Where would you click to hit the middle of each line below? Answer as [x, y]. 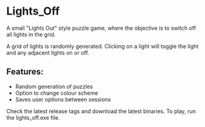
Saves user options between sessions [63, 99]
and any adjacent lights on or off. [48, 52]
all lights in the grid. [31, 34]
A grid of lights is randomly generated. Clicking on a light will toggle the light [102, 46]
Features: [25, 72]
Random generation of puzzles [54, 86]
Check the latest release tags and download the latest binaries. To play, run [101, 111]
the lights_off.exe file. [33, 117]
